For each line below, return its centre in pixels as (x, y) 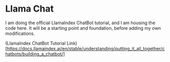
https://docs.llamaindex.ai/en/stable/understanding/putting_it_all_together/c (86, 48)
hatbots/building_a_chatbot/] (35, 54)
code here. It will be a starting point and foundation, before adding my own (83, 28)
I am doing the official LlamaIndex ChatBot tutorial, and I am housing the (80, 23)
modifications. (20, 33)
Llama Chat (30, 9)
